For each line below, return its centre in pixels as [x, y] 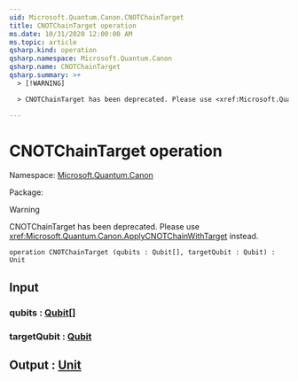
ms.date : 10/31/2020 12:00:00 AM [71, 34]
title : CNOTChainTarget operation [73, 26]
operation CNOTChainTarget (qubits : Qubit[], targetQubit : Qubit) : [142, 253]
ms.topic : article [43, 42]
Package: [27, 192]
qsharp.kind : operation [53, 51]
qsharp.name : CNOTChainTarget [65, 67]
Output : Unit [45, 365]
